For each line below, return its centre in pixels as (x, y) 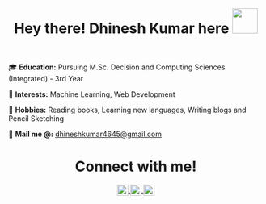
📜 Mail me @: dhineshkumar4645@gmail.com (85, 134)
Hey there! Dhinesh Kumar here (121, 29)
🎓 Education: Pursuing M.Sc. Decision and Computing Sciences (117, 67)
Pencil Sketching (36, 118)
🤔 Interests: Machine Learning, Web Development (92, 94)
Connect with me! (136, 167)
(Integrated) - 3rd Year (46, 78)
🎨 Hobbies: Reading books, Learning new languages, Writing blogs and (127, 110)
